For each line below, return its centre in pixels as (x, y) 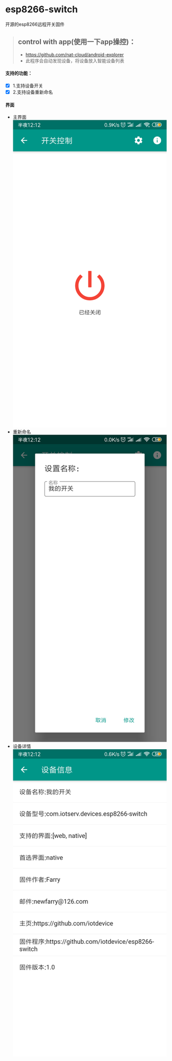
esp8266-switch (42, 9)
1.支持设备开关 (28, 85)
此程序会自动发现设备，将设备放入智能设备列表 (75, 60)
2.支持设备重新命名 (33, 92)
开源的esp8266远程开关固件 (35, 24)
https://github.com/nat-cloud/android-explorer (74, 54)
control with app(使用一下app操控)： (77, 42)
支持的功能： (19, 73)
